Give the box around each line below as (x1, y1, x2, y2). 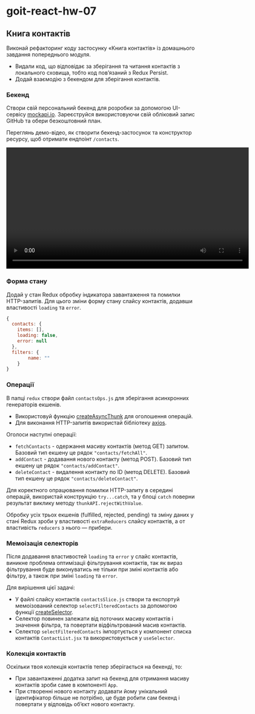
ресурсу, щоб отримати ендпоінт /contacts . (6, 135, 119, 143)
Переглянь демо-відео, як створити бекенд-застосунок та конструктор (6, 129, 192, 136)
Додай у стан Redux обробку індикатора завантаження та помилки (6, 291, 180, 298)
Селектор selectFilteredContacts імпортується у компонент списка (15, 627, 192, 635)
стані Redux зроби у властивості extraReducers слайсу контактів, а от (6, 517, 185, 525)
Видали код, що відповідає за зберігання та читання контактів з (15, 62, 180, 70)
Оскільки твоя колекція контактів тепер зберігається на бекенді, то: (6, 663, 183, 670)
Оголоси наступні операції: (6, 430, 77, 438)
